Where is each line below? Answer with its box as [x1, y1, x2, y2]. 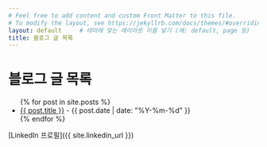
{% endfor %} [19, 114, 66, 124]
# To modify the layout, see [8, 19, 105, 27]
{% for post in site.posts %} [19, 97, 111, 107]
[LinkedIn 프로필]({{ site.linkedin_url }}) [8, 130, 134, 140]
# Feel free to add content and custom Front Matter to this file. [8, 11, 237, 20]
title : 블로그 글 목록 [8, 33, 74, 42]
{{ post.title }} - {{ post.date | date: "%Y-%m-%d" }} [19, 106, 191, 115]
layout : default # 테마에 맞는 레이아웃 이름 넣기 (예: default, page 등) [8, 26, 250, 34]
